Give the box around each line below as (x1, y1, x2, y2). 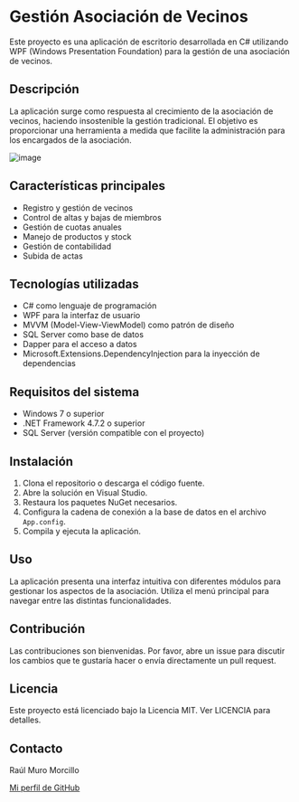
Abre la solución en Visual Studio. (22, 487, 148, 498)
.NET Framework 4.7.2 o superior (22, 418, 145, 429)
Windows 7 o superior (22, 409, 105, 420)
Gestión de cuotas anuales (22, 222, 122, 232)
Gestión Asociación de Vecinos (9, 6, 248, 27)
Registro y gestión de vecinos (22, 202, 134, 213)
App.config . (22, 516, 66, 526)
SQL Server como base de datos (22, 329, 145, 340)
